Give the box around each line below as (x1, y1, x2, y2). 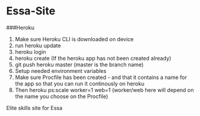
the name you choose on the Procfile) (14, 93, 109, 100)
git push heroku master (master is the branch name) (14, 61, 144, 68)
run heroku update (14, 42, 61, 49)
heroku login (14, 48, 46, 55)
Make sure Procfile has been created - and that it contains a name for (14, 74, 187, 81)
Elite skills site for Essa (6, 104, 63, 111)
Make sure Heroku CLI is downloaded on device (14, 35, 134, 42)
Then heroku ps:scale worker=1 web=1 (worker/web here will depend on (14, 86, 194, 93)
